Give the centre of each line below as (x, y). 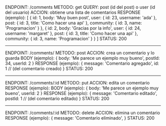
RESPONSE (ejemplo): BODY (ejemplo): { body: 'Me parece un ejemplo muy (82, 88)
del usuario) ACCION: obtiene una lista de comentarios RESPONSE (73, 12)
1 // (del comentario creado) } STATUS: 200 (49, 68)
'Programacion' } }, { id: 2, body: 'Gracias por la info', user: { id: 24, (73, 28)
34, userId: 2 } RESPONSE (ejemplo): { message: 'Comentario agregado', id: (82, 63)
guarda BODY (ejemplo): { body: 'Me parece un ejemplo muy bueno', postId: (83, 58)
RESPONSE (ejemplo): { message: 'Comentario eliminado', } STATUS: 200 (80, 118)
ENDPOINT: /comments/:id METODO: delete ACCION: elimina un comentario (83, 113)
